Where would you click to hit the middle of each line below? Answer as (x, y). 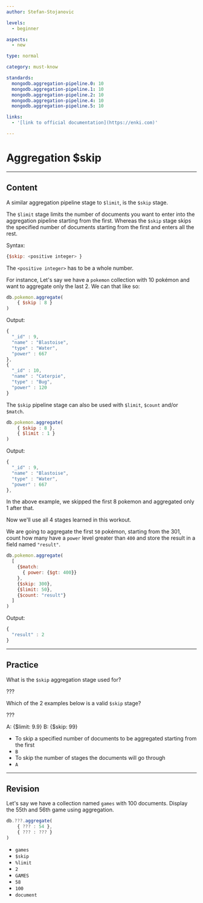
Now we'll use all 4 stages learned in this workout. (69, 520)
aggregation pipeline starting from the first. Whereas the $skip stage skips (99, 220)
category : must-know (32, 67)
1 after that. (20, 508)
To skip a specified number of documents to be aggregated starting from (106, 738)
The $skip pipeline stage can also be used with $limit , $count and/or (92, 405)
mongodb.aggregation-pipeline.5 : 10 (58, 106)
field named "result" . (34, 545)
